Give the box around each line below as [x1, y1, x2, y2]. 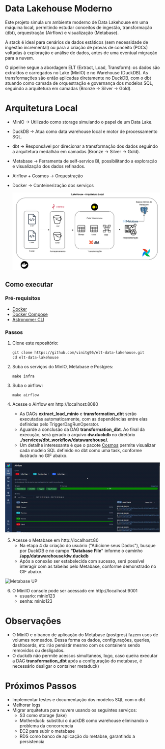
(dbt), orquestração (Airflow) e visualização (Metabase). [5, 30, 119, 35]
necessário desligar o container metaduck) [12, 663, 99, 669]
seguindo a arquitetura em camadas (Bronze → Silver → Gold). [5, 85, 132, 91]
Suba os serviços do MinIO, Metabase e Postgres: [12, 364, 114, 370]
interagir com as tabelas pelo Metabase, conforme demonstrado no [19, 563, 156, 569]
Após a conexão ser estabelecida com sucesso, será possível [19, 558, 145, 564]
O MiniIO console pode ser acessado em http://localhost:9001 [12, 588, 137, 594]
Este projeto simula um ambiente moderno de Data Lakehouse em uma [5, 19, 148, 25]
